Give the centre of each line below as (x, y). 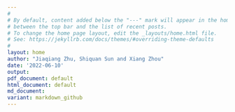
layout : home (26, 53)
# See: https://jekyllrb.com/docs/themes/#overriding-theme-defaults (111, 40)
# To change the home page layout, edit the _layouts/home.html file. (112, 33)
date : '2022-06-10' (36, 65)
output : (19, 72)
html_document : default (42, 85)
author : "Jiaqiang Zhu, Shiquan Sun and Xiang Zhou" (86, 59)
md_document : (26, 91)
